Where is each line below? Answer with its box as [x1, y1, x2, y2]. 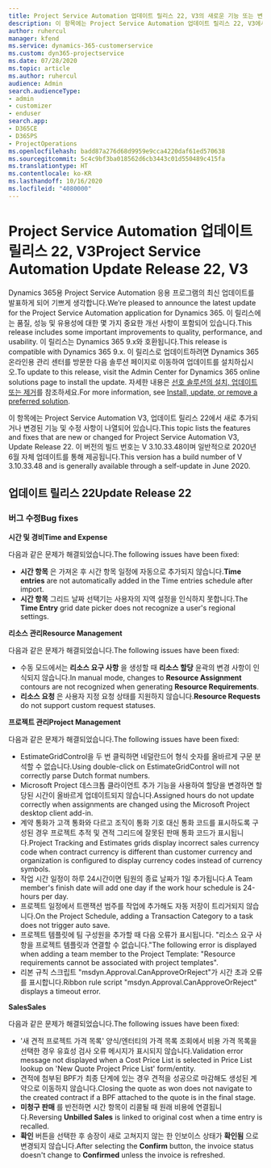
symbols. [19, 864, 51, 874]
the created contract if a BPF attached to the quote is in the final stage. [19, 1093, 256, 1103]
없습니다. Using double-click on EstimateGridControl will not [44, 761, 240, 772]
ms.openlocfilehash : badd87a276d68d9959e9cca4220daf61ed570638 [8, 147, 226, 155]
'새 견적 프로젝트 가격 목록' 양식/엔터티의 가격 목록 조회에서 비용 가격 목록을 [19, 1036, 257, 1046]
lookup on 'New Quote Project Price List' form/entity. [19, 1064, 196, 1073]
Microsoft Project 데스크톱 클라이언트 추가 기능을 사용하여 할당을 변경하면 [19, 781, 254, 791]
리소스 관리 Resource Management [8, 628, 123, 639]
